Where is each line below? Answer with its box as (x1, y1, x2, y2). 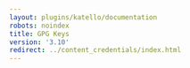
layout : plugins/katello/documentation (9, 12, 158, 22)
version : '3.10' (9, 37, 70, 47)
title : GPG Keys (9, 29, 70, 38)
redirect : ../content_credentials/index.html (9, 46, 181, 55)
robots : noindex (9, 21, 70, 30)
